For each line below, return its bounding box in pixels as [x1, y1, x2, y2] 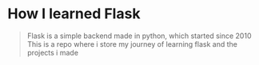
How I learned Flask [7, 5, 141, 23]
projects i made [26, 48, 79, 57]
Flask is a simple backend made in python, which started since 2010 [26, 31, 252, 40]
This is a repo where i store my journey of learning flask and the [26, 39, 237, 48]
